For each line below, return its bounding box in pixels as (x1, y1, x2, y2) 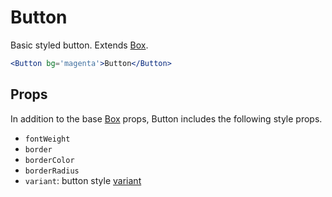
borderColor (24, 155, 75, 165)
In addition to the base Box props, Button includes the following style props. (10, 112, 323, 125)
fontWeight (24, 134, 71, 144)
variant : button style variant (24, 174, 142, 186)
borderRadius (24, 166, 80, 176)
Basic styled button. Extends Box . (10, 39, 149, 51)
